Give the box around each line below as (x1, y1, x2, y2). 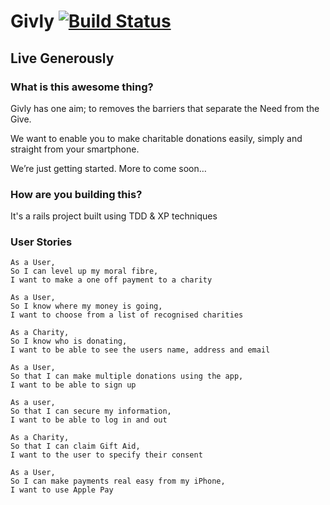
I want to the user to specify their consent (10, 450, 203, 460)
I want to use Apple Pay (10, 485, 114, 495)
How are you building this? (10, 187, 143, 201)
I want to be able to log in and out (10, 415, 168, 425)
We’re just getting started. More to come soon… (10, 162, 207, 174)
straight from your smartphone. (10, 143, 140, 155)
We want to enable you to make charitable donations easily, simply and (10, 132, 303, 144)
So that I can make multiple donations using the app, (10, 371, 244, 382)
